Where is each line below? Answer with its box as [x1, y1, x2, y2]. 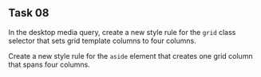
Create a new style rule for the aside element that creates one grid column [8, 51, 253, 60]
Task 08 [8, 6, 49, 20]
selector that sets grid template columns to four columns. [8, 36, 197, 45]
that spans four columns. [8, 60, 90, 69]
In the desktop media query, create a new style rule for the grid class [8, 27, 236, 37]
